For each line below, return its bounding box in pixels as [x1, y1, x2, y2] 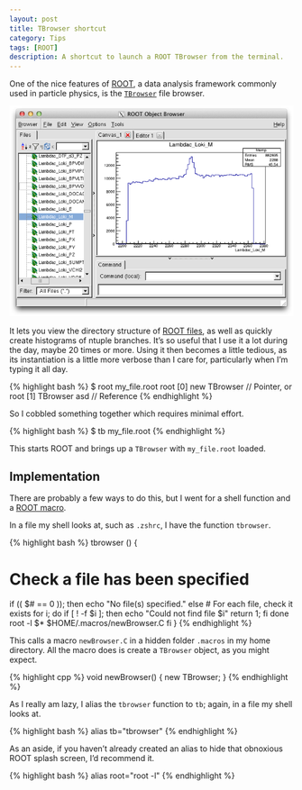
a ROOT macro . [9, 503, 67, 513]
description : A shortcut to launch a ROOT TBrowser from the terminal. [9, 52, 284, 62]
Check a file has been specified [9, 568, 250, 589]
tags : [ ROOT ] [9, 43, 59, 52]
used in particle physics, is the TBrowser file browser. [9, 88, 206, 99]
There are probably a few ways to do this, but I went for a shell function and [9, 493, 291, 504]
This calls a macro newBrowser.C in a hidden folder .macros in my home [9, 635, 270, 646]
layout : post [9, 14, 59, 23]
